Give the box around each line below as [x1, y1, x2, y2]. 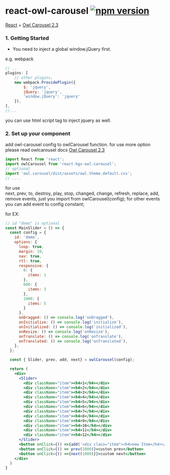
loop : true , [18, 244, 44, 250]
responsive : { [18, 263, 49, 268]
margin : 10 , [18, 249, 44, 254]
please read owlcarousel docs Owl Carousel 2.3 [5, 147, 105, 153]
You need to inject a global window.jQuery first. [12, 46, 111, 52]
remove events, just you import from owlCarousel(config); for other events [5, 195, 160, 201]
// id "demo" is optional [5, 221, 60, 226]
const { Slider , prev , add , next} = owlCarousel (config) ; [10, 357, 135, 362]
